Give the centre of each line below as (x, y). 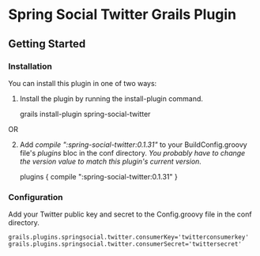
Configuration (36, 197)
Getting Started (47, 44)
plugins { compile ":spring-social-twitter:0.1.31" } (98, 176)
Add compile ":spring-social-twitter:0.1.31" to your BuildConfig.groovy (133, 145)
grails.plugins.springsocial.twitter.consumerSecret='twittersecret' (125, 244)
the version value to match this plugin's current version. (110, 161)
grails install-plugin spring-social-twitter (85, 114)
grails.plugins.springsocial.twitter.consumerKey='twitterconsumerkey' (128, 237)
